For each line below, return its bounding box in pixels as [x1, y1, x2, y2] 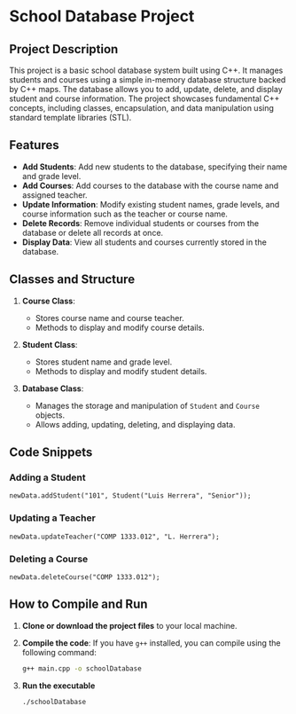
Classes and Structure [9, 272, 136, 287]
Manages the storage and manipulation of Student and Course [35, 400, 260, 411]
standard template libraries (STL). [9, 113, 132, 122]
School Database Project [9, 6, 195, 27]
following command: [21, 647, 97, 657]
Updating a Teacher [9, 512, 96, 524]
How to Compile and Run [9, 597, 148, 612]
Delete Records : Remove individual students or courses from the [21, 217, 260, 228]
